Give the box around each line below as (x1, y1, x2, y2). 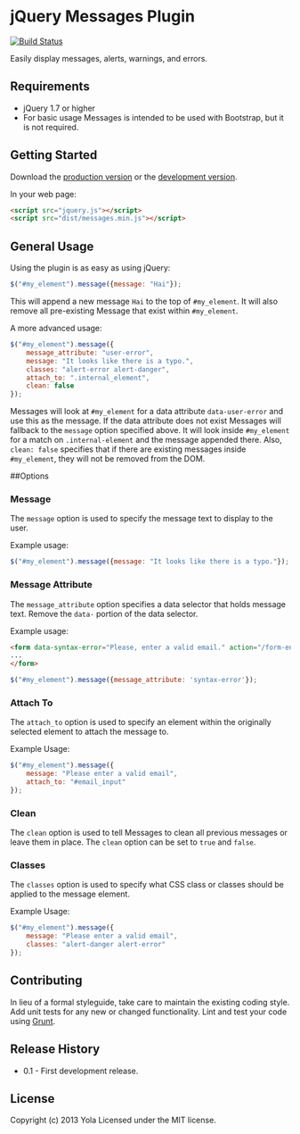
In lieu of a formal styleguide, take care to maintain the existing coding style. (10, 996, 290, 1007)
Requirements (10, 79, 90, 95)
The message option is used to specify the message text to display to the (10, 513, 274, 524)
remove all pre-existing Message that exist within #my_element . (10, 305, 239, 316)
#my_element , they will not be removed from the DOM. (10, 454, 206, 464)
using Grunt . (10, 1015, 56, 1026)
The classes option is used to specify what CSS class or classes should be (10, 880, 284, 890)
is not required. (22, 121, 79, 132)
